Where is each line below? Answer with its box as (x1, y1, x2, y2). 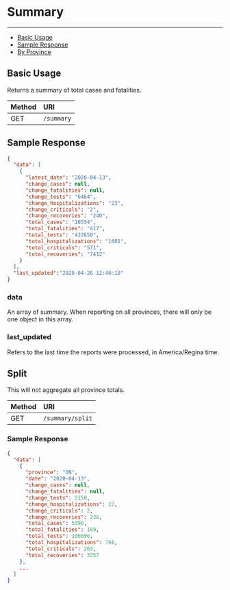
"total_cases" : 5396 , (25, 520, 88, 527)
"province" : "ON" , (25, 469, 78, 476)
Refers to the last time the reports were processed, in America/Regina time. (7, 347, 220, 356)
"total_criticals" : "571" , (25, 244, 103, 251)
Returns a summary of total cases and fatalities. (7, 86, 142, 94)
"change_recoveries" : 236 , (25, 513, 103, 521)
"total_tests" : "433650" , (25, 232, 99, 238)
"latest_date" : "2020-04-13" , (25, 174, 112, 182)
